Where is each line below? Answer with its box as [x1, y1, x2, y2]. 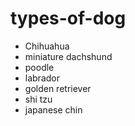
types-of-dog [10, 7, 127, 30]
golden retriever [24, 82, 92, 94]
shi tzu [24, 93, 53, 105]
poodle [24, 61, 55, 73]
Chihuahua [24, 40, 70, 52]
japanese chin [24, 103, 83, 116]
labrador [24, 72, 60, 84]
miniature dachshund [24, 50, 113, 62]
